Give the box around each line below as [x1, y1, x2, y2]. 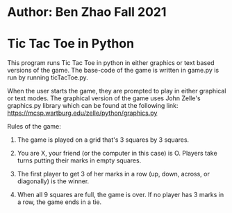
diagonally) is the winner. [17, 177, 90, 185]
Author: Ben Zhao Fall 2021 [7, 4, 167, 20]
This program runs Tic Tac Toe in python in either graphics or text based [7, 59, 215, 67]
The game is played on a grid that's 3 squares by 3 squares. [17, 136, 190, 144]
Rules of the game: [7, 122, 61, 131]
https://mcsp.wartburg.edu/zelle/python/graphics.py [7, 109, 158, 118]
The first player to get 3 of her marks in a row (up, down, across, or [17, 170, 210, 178]
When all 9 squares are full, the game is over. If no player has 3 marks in [17, 191, 224, 199]
